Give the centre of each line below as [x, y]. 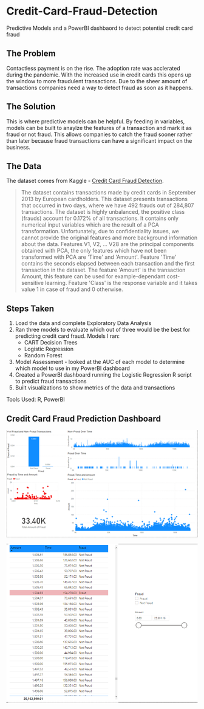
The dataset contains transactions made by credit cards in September [108, 193]
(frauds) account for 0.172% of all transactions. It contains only [100, 218]
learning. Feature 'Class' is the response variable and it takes [121, 283]
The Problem [31, 54]
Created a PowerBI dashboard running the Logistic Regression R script [104, 375]
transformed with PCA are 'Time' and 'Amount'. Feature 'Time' [99, 257]
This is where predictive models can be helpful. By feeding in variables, [96, 121]
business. [18, 147]
